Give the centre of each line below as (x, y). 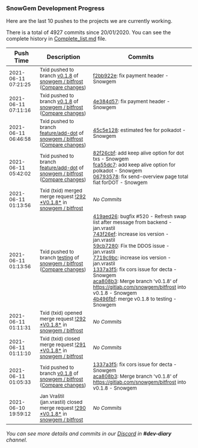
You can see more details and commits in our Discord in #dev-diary (89, 434)
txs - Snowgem (111, 159)
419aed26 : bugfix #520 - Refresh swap (140, 217)
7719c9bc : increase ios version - (132, 258)
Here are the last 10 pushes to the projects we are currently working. (89, 21)
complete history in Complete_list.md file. (57, 39)
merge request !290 (63, 408)
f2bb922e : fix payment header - (131, 76)
